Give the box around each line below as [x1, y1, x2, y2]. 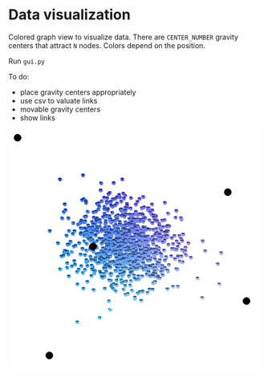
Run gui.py [8, 56, 46, 66]
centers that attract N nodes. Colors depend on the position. [8, 40, 206, 50]
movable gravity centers [19, 104, 101, 114]
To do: [8, 71, 30, 81]
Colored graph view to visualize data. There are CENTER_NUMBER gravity [8, 32, 239, 42]
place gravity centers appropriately [19, 87, 136, 97]
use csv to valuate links [19, 96, 98, 105]
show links [19, 112, 56, 122]
